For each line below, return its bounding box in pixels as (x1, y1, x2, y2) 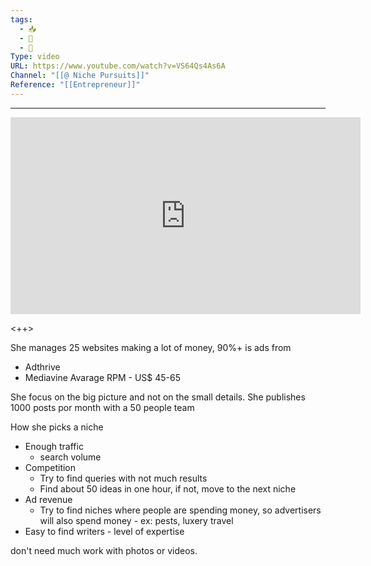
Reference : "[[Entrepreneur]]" (10, 80, 141, 90)
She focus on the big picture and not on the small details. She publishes (10, 391, 306, 403)
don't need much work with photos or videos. (10, 544, 198, 556)
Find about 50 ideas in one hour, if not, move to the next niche (39, 482, 297, 495)
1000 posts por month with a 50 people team (10, 401, 195, 413)
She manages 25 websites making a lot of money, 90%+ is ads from (10, 341, 292, 353)
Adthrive (24, 361, 61, 373)
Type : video (10, 52, 60, 62)
